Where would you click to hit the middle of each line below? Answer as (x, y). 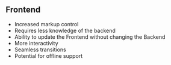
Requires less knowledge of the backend (65, 30)
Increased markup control (46, 24)
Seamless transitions (40, 49)
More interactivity (36, 43)
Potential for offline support (48, 55)
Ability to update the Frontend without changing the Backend (90, 37)
